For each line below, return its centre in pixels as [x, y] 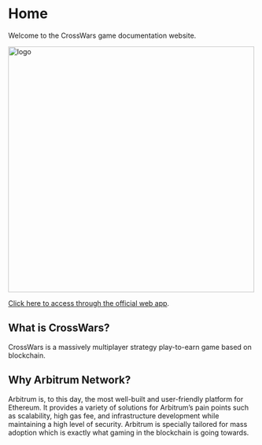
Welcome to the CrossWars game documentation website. [102, 35]
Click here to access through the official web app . [89, 303]
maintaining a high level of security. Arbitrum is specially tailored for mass [128, 424]
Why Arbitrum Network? [70, 380]
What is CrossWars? [59, 328]
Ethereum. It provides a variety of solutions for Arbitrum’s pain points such [129, 407]
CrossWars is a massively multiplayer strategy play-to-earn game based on [130, 347]
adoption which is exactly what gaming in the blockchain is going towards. [129, 432]
